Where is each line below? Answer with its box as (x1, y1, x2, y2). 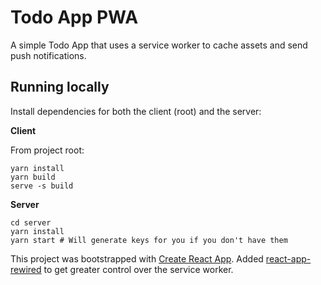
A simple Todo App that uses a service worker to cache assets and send (10, 39, 308, 51)
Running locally (10, 79, 110, 96)
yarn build (10, 172, 56, 182)
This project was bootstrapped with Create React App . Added (10, 252, 264, 265)
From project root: (10, 144, 85, 156)
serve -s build (10, 181, 74, 191)
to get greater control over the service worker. (43, 263, 234, 275)
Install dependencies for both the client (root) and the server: (10, 105, 262, 117)
